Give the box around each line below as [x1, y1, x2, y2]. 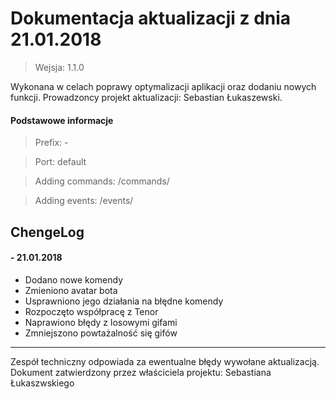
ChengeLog [10, 223, 85, 241]
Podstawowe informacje [10, 114, 114, 126]
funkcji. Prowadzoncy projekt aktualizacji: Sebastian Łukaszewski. [10, 91, 283, 103]
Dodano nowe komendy [24, 273, 124, 286]
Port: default [34, 156, 87, 168]
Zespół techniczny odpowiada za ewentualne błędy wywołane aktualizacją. [10, 355, 320, 367]
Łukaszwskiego [10, 377, 75, 389]
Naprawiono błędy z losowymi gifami [24, 316, 178, 328]
